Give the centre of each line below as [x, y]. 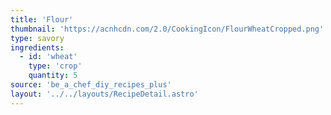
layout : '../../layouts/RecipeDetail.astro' [104, 94]
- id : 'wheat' [48, 57]
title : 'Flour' [42, 19]
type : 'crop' [55, 66]
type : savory [37, 38]
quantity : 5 [53, 76]
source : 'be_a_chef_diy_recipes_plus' [91, 85]
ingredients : [37, 47]
